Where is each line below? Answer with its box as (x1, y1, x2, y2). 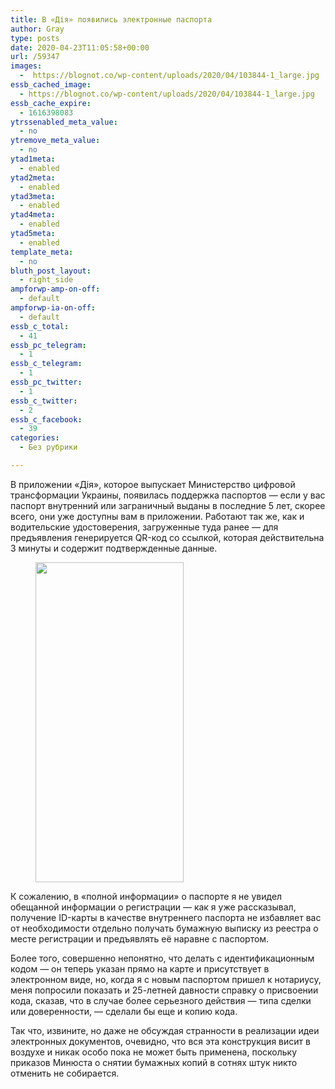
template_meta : (10, 247, 74, 257)
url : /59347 (10, 52, 60, 62)
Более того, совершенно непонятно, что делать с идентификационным (10, 952, 315, 964)
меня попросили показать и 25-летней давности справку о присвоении (10, 984, 319, 996)
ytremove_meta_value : (10, 136, 101, 146)
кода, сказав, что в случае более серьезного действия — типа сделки (10, 994, 312, 1006)
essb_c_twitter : (10, 396, 78, 406)
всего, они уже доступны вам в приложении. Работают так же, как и (10, 510, 305, 522)
